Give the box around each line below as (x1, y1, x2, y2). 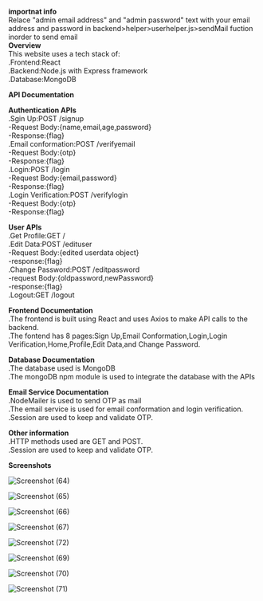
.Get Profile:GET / (8, 231, 65, 240)
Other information (8, 428, 69, 438)
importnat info (8, 7, 57, 16)
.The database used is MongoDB (8, 363, 116, 373)
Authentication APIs (8, 105, 77, 115)
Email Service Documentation (8, 387, 109, 397)
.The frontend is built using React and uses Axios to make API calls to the (8, 314, 249, 324)
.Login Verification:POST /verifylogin (8, 191, 128, 199)
